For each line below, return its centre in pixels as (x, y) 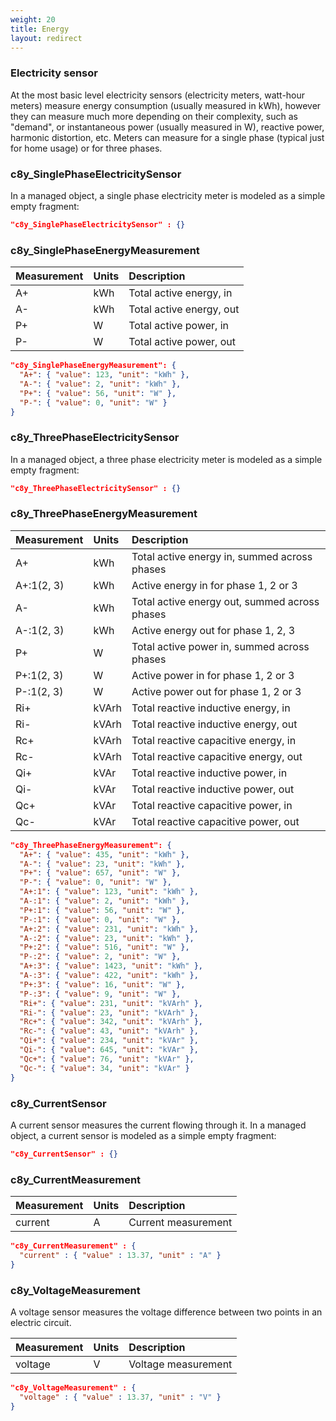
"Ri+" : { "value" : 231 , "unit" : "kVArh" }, (111, 1003)
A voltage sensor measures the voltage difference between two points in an (166, 1312)
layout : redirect (46, 38)
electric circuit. (41, 1322)
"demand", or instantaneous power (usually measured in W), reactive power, (167, 127)
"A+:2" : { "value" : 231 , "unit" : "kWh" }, (109, 929)
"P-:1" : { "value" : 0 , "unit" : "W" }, (100, 919)
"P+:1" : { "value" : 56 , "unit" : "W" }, (102, 910)
